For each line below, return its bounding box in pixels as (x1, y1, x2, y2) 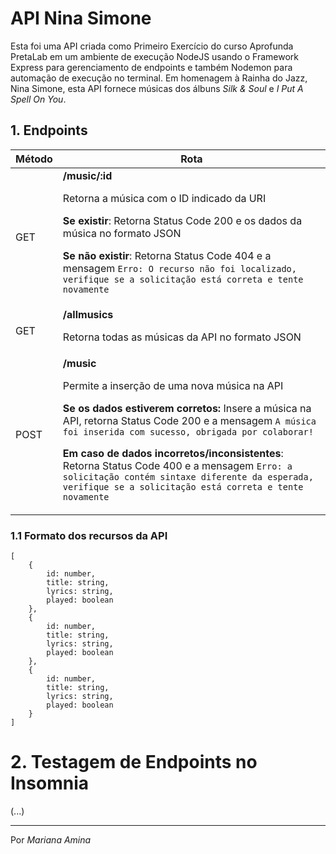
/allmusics (62, 307, 114, 321)
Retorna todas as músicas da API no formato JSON (62, 330, 302, 344)
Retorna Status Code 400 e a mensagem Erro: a (62, 458, 293, 472)
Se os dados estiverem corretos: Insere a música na (62, 401, 312, 415)
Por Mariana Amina (10, 833, 92, 846)
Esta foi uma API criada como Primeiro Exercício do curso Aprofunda (10, 40, 294, 52)
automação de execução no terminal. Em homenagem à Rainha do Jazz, (10, 72, 308, 84)
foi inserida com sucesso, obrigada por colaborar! (62, 426, 314, 437)
